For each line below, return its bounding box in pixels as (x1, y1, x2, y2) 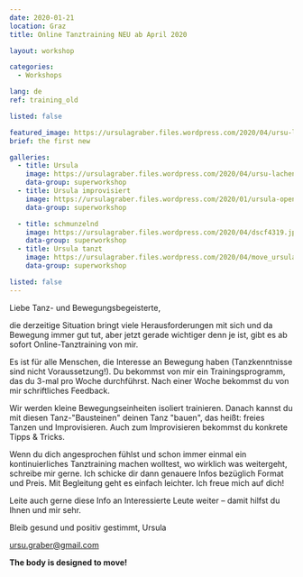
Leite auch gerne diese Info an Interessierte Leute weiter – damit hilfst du (9, 495, 280, 506)
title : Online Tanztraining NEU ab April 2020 (9, 30, 188, 39)
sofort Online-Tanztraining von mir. (9, 339, 139, 350)
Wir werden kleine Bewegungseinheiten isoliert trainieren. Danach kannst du (9, 402, 293, 413)
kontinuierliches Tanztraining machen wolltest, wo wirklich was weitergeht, (9, 458, 288, 469)
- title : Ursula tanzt (17, 244, 103, 253)
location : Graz (9, 22, 67, 31)
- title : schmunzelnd (17, 219, 99, 228)
